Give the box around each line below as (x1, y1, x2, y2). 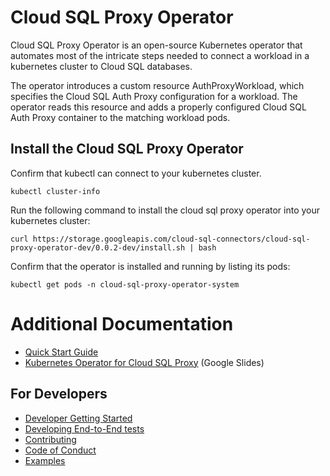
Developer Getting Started (24, 412, 133, 424)
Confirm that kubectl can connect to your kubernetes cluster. (10, 167, 262, 179)
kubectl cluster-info (10, 186, 101, 196)
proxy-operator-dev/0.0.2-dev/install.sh (10, 242, 186, 253)
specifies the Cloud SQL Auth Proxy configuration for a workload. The (10, 90, 298, 102)
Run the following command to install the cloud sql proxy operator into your (10, 204, 321, 216)
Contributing (24, 433, 77, 445)
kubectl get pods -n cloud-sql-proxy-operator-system (10, 279, 240, 290)
